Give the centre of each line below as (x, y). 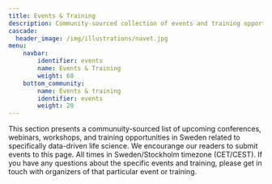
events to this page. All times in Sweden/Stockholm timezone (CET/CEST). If (136, 155)
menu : (17, 46)
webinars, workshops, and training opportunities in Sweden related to (124, 137)
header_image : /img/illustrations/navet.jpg (92, 38)
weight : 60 (56, 76)
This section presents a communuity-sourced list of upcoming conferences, (135, 129)
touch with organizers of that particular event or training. (103, 172)
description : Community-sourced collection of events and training (125, 23)
